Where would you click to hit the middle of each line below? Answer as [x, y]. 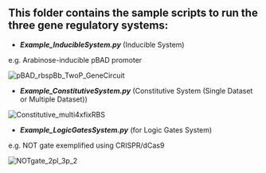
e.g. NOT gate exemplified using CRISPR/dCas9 [86, 145]
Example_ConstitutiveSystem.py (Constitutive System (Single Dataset [136, 90]
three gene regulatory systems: [88, 26]
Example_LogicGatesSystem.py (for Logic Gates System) [116, 129]
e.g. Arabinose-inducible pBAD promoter [75, 60]
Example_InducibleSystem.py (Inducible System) [102, 44]
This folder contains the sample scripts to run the [133, 13]
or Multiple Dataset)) [53, 99]
